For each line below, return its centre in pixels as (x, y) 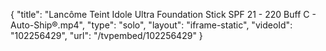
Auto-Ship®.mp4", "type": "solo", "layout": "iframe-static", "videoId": (151, 25)
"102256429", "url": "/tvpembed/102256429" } (106, 35)
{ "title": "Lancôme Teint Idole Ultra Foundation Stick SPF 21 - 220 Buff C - (163, 14)
